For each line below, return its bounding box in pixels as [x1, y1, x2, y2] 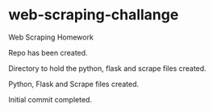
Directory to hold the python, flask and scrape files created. [8, 63, 207, 73]
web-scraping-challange [8, 6, 179, 24]
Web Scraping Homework [8, 32, 94, 42]
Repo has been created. [8, 48, 88, 57]
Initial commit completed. [8, 94, 93, 104]
